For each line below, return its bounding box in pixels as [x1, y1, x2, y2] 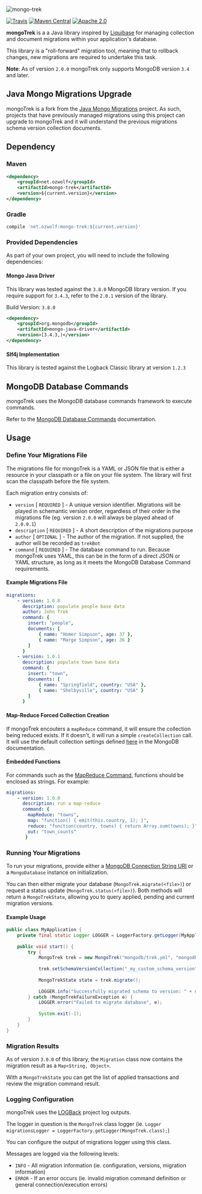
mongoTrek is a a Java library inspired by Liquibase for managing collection [6, 29, 194, 36]
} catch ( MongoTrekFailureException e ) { [28, 994, 133, 1000]
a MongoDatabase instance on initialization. [6, 869, 109, 876]
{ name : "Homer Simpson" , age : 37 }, [38, 631, 133, 637]
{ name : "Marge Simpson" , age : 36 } [38, 636, 130, 643]
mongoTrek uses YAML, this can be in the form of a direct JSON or [14, 552, 180, 559]
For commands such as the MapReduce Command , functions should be [6, 771, 184, 779]
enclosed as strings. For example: [6, 778, 90, 785]
